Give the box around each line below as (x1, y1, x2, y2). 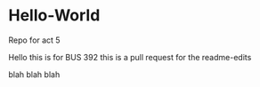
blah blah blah (8, 68, 61, 80)
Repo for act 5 (8, 35, 61, 45)
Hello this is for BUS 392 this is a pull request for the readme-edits (8, 51, 252, 62)
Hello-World (8, 5, 101, 26)
